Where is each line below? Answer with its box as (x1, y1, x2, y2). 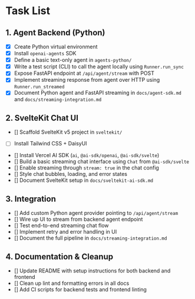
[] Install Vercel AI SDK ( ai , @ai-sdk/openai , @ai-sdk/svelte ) (14, 152, 160, 159)
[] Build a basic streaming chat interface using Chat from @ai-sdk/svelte (14, 158, 190, 165)
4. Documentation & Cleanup (5, 251, 113, 261)
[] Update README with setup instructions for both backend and (14, 267, 171, 274)
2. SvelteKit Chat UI (5, 113, 79, 123)
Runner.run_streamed (14, 84, 65, 90)
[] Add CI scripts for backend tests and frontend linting (14, 285, 147, 293)
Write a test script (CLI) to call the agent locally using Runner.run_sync (14, 63, 184, 70)
